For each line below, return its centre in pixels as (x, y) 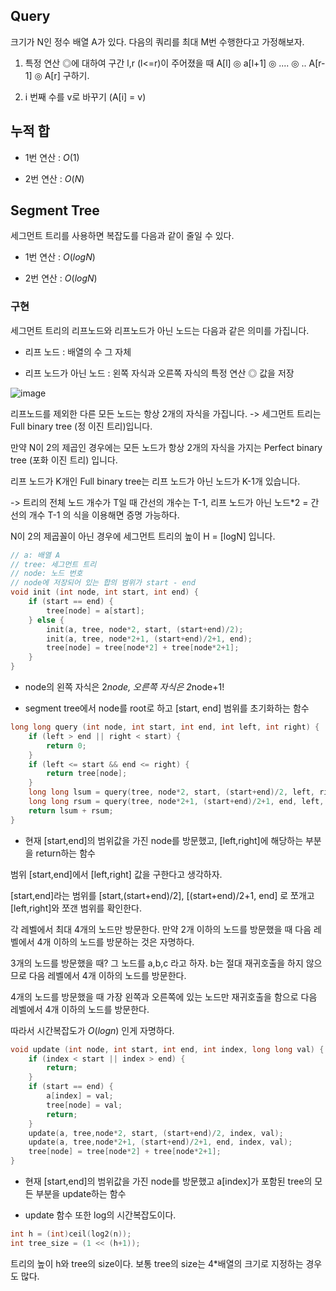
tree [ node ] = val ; (84, 1105)
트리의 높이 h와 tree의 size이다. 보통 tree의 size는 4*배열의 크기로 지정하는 (157, 1263)
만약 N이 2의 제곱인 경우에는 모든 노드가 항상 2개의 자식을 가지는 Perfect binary (166, 447)
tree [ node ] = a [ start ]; (95, 610)
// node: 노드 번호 (46, 574)
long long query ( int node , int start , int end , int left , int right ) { (165, 727)
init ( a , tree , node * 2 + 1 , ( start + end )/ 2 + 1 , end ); (149, 639)
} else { (46, 620)
